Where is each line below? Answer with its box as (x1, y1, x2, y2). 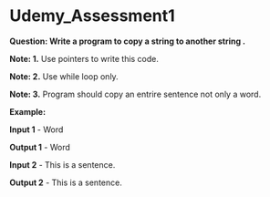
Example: (9, 106, 47, 117)
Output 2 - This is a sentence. (9, 177, 123, 188)
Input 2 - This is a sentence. (9, 159, 116, 170)
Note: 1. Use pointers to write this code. (9, 53, 160, 64)
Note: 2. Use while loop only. (9, 70, 119, 82)
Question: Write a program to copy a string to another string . (9, 36, 246, 47)
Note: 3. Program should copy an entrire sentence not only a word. (9, 88, 262, 99)
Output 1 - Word (9, 141, 71, 152)
